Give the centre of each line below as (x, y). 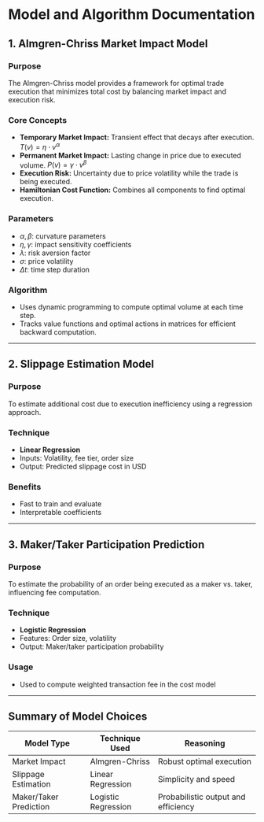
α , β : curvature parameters (62, 236)
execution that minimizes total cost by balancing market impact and (117, 91)
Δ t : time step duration (55, 269)
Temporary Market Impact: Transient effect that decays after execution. (137, 137)
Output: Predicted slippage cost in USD (83, 467)
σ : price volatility (46, 261)
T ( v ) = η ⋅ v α (40, 146)
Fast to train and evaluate (60, 504)
